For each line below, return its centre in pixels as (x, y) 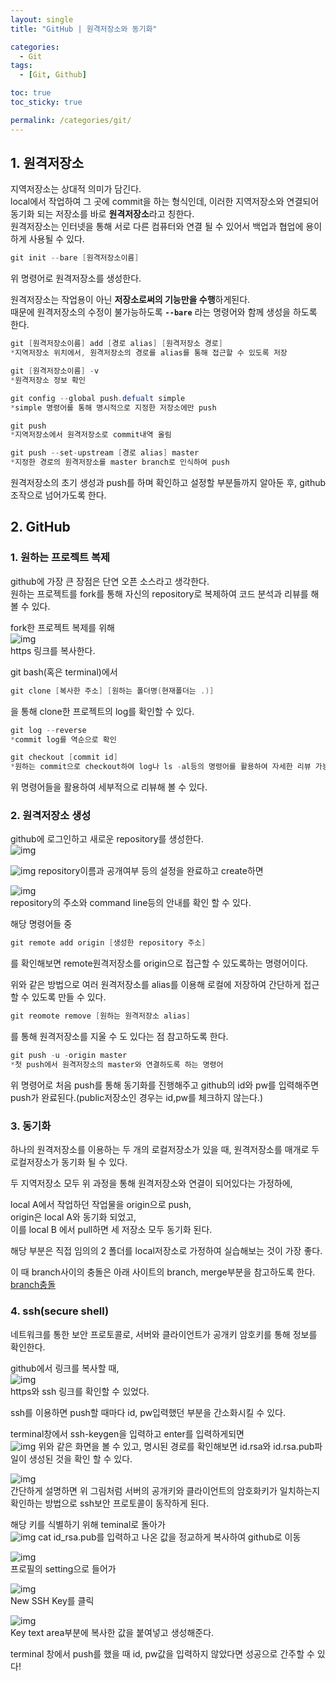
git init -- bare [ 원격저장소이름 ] (75, 258)
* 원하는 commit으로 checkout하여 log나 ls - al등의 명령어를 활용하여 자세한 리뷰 (161, 767)
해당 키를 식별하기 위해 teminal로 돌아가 (88, 1524)
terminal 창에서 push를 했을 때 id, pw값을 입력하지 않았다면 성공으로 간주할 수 (162, 1653)
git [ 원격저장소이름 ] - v (55, 371)
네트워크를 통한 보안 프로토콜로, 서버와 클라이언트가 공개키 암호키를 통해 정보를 (164, 1334)
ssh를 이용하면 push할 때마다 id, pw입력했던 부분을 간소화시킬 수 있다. (148, 1412)
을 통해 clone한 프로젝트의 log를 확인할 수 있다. (102, 711)
